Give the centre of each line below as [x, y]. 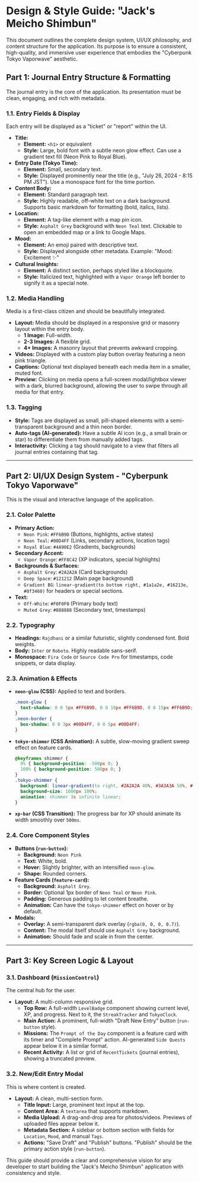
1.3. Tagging [24, 407]
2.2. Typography [31, 625]
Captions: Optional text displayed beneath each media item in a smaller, [102, 367]
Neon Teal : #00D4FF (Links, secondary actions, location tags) [97, 540]
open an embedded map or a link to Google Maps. [85, 232]
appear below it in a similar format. [66, 1046]
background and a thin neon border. [88, 427]
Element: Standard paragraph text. [66, 194]
